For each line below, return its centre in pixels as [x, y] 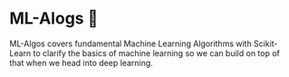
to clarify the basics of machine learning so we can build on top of [157, 53]
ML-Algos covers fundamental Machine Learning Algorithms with [130, 43]
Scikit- [265, 43]
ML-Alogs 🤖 [54, 19]
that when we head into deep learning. [82, 63]
